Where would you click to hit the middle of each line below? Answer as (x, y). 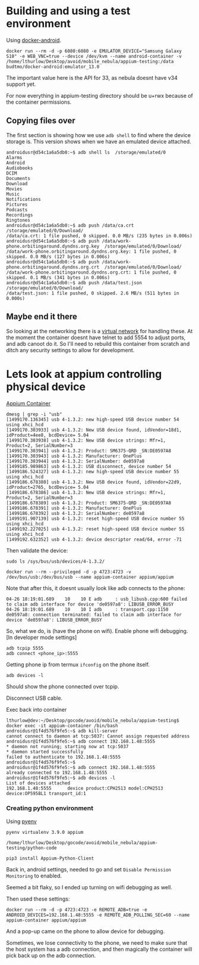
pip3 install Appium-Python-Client (50, 858)
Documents (18, 178)
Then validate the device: (37, 550)
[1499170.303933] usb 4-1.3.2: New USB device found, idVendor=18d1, (94, 430)
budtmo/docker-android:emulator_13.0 (53, 67)
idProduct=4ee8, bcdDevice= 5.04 (48, 435)
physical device (46, 387)
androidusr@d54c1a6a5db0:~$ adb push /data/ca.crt (70, 225)
